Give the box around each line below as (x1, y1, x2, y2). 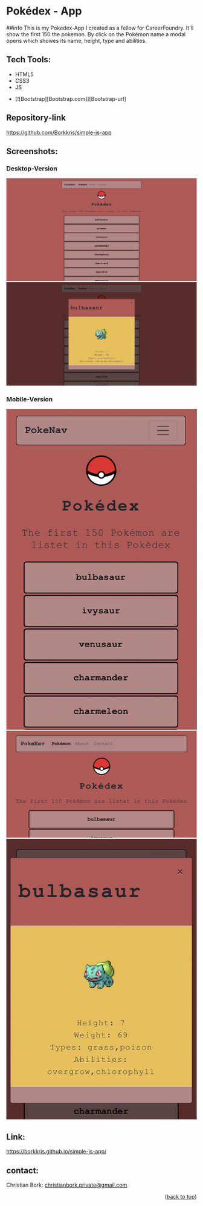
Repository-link (6, 113, 66, 123)
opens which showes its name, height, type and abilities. (6, 37, 147, 44)
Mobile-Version (6, 395, 53, 403)
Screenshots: (6, 146, 59, 156)
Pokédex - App (6, 4, 82, 18)
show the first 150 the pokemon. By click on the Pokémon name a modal (6, 30, 186, 37)
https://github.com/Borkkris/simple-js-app (6, 129, 112, 136)
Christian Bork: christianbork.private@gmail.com (6, 1181, 127, 1188)
